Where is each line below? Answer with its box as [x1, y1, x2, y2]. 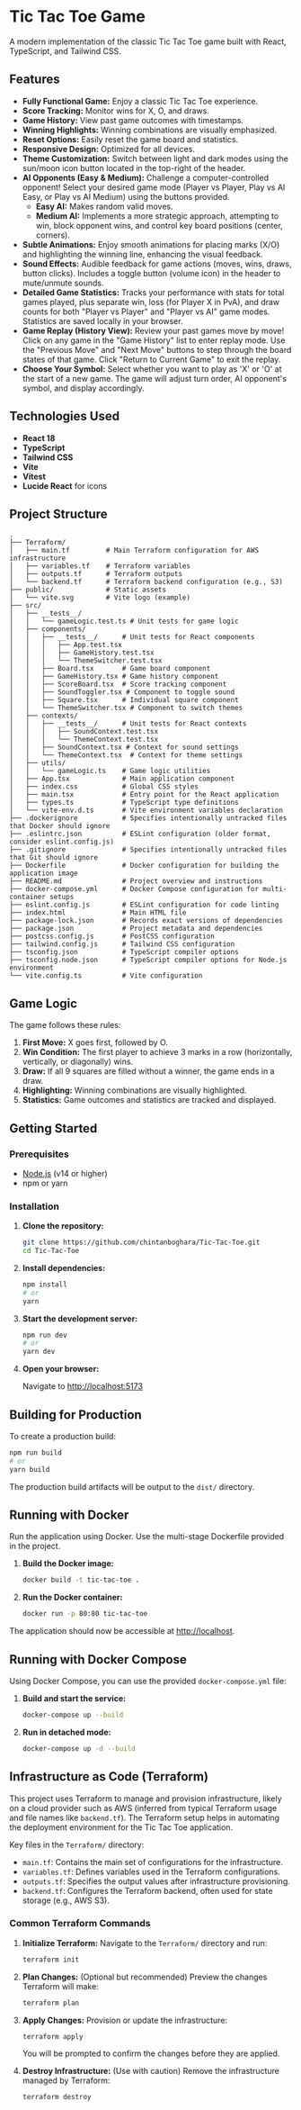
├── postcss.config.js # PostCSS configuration [9, 932, 216, 942]
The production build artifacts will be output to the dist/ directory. [9, 1481, 255, 1492]
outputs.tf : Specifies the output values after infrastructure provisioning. [22, 1875, 290, 1887]
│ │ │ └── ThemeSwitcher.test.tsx [9, 656, 164, 665]
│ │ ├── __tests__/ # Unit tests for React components [9, 633, 255, 642]
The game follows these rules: [9, 1020, 121, 1031]
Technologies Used [9, 409, 120, 424]
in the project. [9, 1541, 61, 1552]
